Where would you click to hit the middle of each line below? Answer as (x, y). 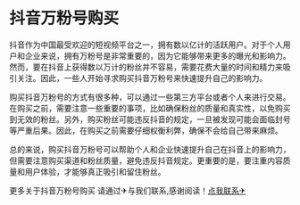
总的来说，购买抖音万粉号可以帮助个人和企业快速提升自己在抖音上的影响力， (150, 149)
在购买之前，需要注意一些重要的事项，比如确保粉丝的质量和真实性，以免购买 (150, 108)
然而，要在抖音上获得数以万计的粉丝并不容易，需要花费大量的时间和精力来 (146, 67)
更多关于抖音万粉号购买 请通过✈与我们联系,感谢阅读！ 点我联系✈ (128, 190)
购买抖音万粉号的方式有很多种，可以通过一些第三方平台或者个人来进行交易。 (150, 97)
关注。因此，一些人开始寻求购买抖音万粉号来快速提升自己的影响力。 (142, 78)
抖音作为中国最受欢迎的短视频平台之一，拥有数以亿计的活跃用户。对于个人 (146, 45)
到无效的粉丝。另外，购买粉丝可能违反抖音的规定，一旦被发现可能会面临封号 (150, 119)
